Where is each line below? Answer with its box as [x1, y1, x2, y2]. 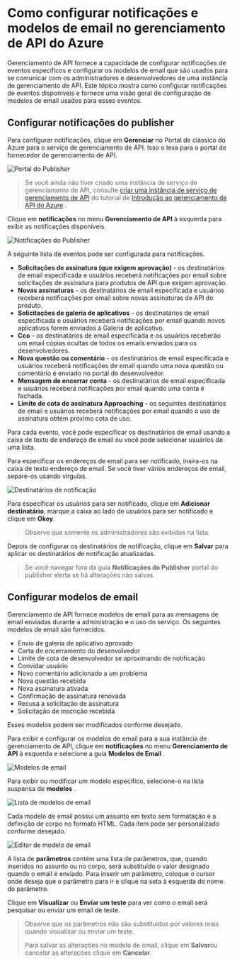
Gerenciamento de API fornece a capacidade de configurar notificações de [7, 58, 226, 67]
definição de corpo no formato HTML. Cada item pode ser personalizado [7, 819, 220, 828]
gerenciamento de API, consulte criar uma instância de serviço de [24, 186, 217, 194]
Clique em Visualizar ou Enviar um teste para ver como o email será [7, 898, 208, 907]
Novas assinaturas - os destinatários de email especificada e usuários [17, 286, 225, 294]
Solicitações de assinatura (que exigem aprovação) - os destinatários [17, 263, 225, 272]
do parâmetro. [7, 885, 50, 893]
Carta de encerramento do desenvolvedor [17, 646, 140, 655]
